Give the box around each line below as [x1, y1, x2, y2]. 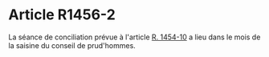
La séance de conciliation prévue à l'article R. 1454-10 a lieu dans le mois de [8, 32, 261, 42]
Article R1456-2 [8, 6, 116, 24]
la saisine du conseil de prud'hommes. [8, 40, 137, 50]
